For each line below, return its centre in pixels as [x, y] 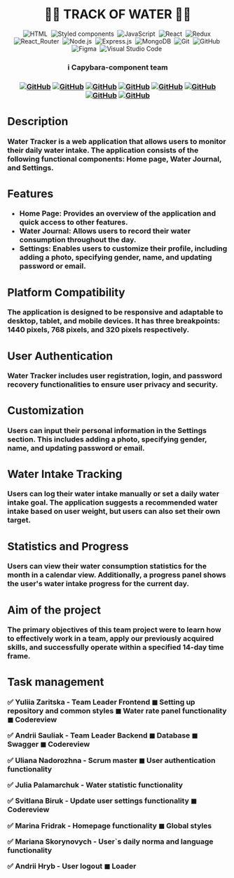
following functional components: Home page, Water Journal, [115, 159]
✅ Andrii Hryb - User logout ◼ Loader [72, 866]
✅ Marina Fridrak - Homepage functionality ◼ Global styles [110, 825]
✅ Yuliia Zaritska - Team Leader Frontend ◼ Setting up [101, 702]
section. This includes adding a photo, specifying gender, [107, 439]
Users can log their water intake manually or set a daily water [113, 494]
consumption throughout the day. [78, 240]
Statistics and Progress [68, 546]
